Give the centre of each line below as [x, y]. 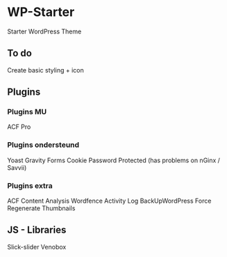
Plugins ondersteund [43, 145]
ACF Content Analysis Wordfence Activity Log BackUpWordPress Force [109, 201]
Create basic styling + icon [46, 70]
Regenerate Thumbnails [41, 208]
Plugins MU [27, 112]
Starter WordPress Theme [44, 31]
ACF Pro [19, 127]
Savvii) [17, 167]
